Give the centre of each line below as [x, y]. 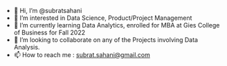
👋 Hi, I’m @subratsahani [48, 11]
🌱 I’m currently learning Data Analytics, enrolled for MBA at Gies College [117, 25]
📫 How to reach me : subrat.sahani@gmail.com [82, 55]
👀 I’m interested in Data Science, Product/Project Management [103, 18]
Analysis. [27, 47]
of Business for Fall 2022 [49, 32]
